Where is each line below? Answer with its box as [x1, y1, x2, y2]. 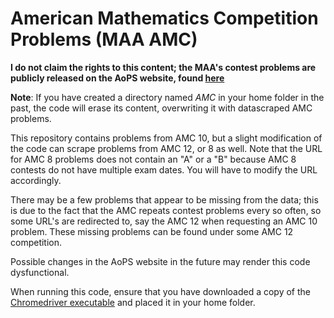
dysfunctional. [10, 266, 70, 278]
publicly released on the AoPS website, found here [10, 72, 225, 84]
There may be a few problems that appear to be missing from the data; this [10, 193, 319, 206]
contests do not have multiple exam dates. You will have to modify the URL [10, 163, 318, 176]
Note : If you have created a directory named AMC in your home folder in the [10, 91, 325, 103]
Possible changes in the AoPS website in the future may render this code [10, 255, 311, 267]
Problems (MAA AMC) [10, 28, 198, 51]
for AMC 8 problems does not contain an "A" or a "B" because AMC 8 [10, 153, 297, 165]
